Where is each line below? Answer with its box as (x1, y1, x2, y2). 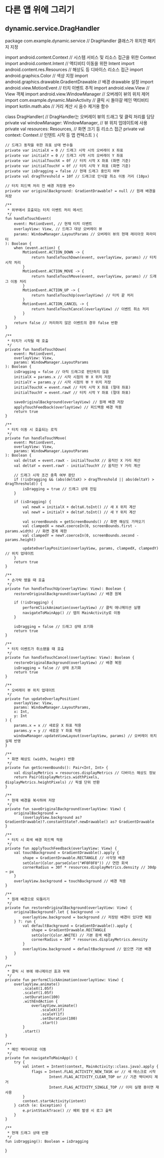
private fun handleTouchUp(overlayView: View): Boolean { (5, 586, 126, 591)
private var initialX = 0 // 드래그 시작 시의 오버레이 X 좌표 (5, 148, 123, 153)
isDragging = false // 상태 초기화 (14, 666, 81, 671)
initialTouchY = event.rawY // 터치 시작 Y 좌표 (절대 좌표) (14, 390, 131, 395)
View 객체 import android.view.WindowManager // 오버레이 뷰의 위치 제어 (5, 91, 150, 97)
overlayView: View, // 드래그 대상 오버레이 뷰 (14, 227, 103, 232)
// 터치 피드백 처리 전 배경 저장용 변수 (5, 184, 75, 188)
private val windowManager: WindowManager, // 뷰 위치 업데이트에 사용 (5, 120, 148, 125)
